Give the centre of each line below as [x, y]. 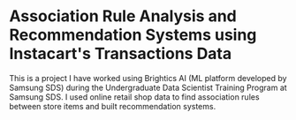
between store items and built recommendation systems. [113, 106]
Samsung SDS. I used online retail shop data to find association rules [134, 97]
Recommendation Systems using [133, 35]
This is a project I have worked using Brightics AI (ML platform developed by [148, 78]
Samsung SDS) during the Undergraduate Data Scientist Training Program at [148, 87]
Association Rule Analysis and [123, 16]
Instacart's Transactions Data [121, 54]
